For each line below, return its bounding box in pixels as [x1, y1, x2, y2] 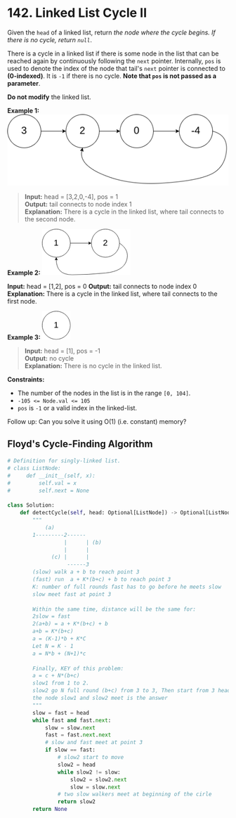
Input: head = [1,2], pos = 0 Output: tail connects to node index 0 [7, 283, 197, 291]
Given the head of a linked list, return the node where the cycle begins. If [7, 28, 216, 37]
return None [32, 806, 68, 813]
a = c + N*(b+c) [32, 673, 80, 680]
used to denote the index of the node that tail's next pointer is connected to [7, 64, 226, 72]
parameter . [7, 79, 41, 87]
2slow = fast [32, 613, 71, 620]
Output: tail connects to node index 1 [24, 200, 132, 209]
